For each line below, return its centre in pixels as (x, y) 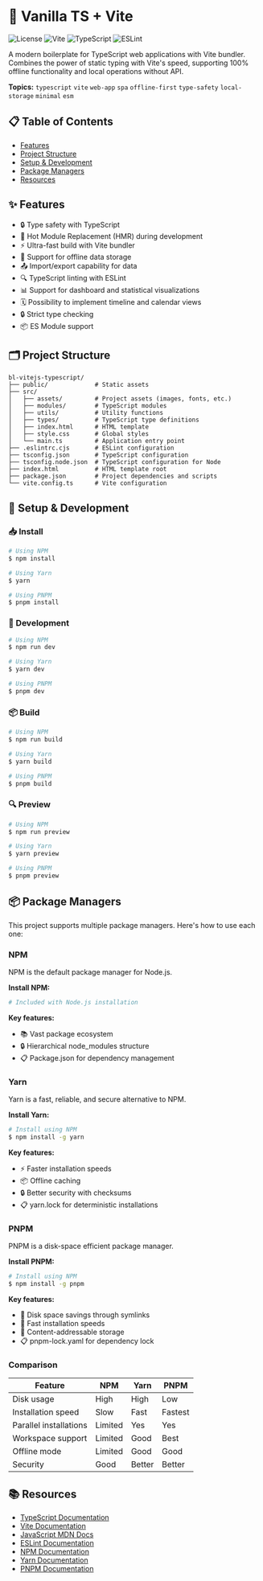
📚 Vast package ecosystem (67, 1033)
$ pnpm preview (34, 876)
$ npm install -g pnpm (46, 1284)
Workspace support (50, 1439)
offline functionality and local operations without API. (96, 71)
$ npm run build (35, 740)
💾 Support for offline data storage (76, 257)
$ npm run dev (32, 647)
